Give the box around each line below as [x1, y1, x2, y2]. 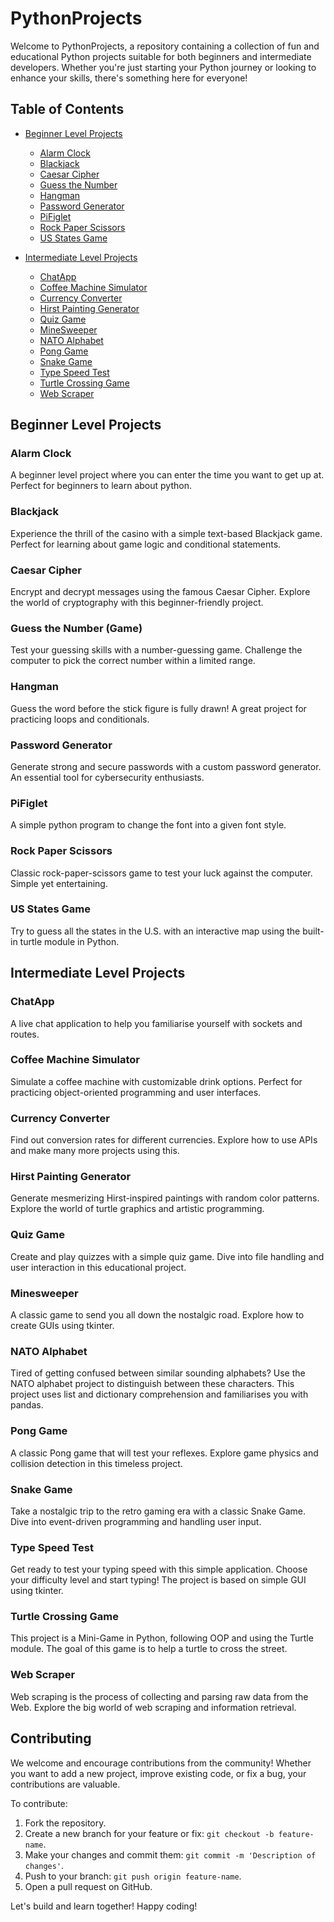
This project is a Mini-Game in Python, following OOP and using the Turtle [10, 1632, 314, 1644]
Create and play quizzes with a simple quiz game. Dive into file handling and [10, 1250, 325, 1262]
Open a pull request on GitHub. [24, 1880, 153, 1892]
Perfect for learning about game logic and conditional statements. [10, 538, 282, 550]
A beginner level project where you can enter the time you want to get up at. [10, 469, 325, 481]
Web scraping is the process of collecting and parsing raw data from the [10, 1690, 309, 1702]
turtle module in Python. [19, 935, 120, 947]
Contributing [10, 1730, 92, 1747]
